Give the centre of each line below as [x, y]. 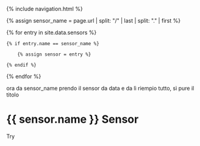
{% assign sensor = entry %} [54, 54]
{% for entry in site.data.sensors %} [52, 32]
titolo [13, 95]
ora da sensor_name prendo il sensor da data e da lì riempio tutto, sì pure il [100, 88]
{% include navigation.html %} [45, 9]
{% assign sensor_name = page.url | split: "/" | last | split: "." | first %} [94, 20]
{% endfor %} [24, 76]
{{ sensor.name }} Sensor [73, 119]
